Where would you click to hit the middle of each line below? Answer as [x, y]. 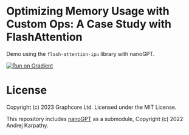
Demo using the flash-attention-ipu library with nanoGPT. [81, 54]
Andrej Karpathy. [27, 125]
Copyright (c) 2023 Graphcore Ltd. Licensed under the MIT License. [91, 107]
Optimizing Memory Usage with [88, 11]
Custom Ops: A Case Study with [89, 24]
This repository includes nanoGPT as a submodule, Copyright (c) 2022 [95, 119]
